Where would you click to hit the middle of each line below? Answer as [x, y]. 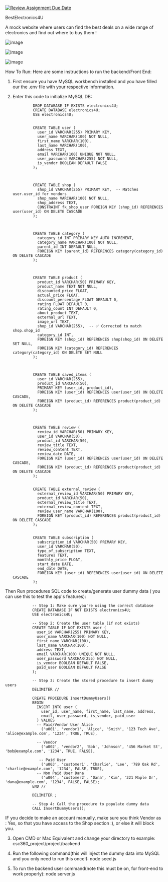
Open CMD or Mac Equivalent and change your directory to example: [84, 838]
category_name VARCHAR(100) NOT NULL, [78, 242]
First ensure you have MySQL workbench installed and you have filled [85, 81]
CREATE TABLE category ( [59, 234]
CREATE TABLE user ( [54, 128]
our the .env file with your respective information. [63, 87]
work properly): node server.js [44, 874]
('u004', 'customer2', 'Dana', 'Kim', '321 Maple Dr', [99, 778]
